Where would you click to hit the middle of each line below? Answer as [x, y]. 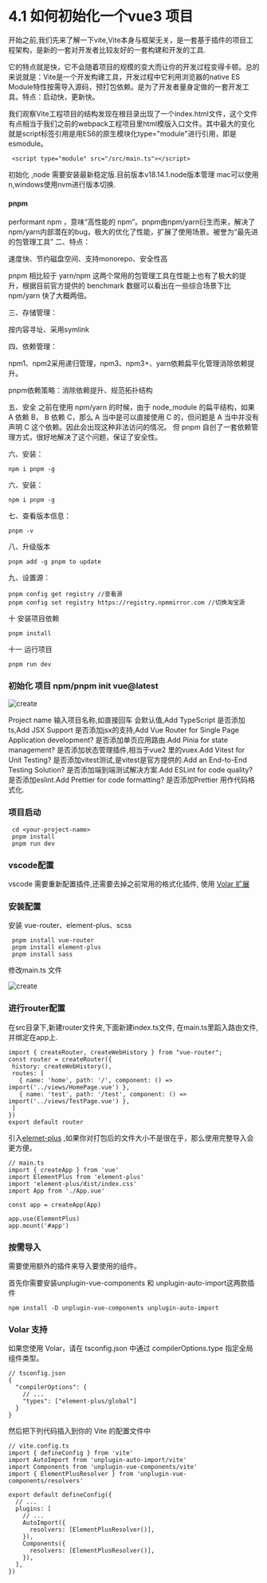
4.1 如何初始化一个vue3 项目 [101, 16]
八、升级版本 [29, 547]
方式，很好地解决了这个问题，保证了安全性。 [88, 437]
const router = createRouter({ [60, 1059]
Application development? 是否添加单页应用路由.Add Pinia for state [118, 740]
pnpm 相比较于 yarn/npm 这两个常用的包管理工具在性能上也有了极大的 [124, 276]
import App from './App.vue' [57, 1191]
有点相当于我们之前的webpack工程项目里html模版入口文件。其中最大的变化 [132, 124]
